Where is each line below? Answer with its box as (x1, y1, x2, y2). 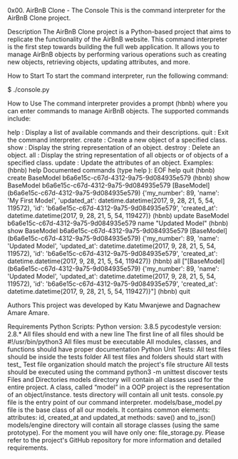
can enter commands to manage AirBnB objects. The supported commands (7, 107, 229, 115)
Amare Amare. (7, 309, 50, 316)
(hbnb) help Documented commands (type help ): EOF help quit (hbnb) (7, 166, 215, 174)
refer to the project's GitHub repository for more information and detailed (7, 436, 222, 444)
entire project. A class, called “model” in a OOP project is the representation (7, 383, 230, 391)
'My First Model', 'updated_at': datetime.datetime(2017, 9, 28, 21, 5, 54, (7, 196, 215, 205)
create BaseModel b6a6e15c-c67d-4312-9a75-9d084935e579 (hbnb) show (7, 174, 230, 182)
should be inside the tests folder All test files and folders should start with (7, 353, 223, 361)
